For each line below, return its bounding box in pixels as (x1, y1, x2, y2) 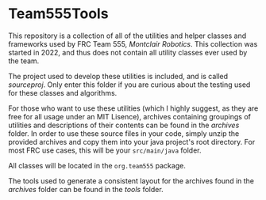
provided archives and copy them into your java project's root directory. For (8, 137, 256, 146)
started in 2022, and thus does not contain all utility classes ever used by (8, 47, 248, 57)
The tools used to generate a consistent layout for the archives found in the (8, 175, 255, 186)
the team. (8, 56, 40, 66)
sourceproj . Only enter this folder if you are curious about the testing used (8, 80, 251, 89)
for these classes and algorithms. (8, 88, 118, 97)
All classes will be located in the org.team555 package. (8, 160, 187, 170)
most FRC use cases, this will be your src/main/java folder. (8, 145, 202, 155)
